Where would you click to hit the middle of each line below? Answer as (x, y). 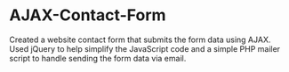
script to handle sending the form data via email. (98, 58)
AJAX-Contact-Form (88, 15)
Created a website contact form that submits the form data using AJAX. (140, 40)
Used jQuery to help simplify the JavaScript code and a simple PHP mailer (145, 48)
